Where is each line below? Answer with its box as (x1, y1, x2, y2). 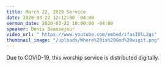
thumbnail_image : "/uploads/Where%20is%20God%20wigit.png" (6, 37, 160, 43)
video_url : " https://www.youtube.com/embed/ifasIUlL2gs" (6, 32, 157, 38)
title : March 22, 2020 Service (6, 9, 86, 15)
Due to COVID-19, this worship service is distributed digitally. (6, 54, 160, 61)
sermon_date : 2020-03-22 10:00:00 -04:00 (6, 20, 114, 26)
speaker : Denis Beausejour (6, 26, 75, 32)
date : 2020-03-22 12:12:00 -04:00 (6, 15, 95, 21)
